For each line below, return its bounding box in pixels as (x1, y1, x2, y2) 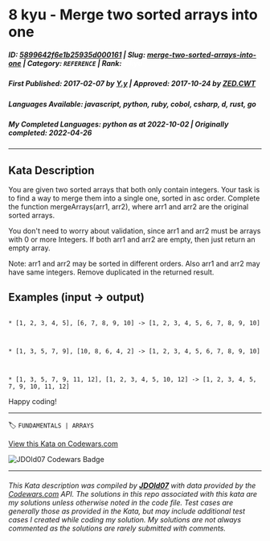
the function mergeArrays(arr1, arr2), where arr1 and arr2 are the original (8, 202, 249, 212)
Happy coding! (8, 396, 58, 406)
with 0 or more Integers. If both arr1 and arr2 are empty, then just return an (8, 235, 256, 245)
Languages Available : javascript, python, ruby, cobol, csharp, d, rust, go (8, 99, 257, 109)
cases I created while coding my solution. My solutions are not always (8, 514, 242, 524)
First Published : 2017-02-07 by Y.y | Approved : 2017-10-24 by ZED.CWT (8, 79, 256, 89)
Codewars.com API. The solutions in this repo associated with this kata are (8, 489, 258, 498)
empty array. (8, 243, 51, 253)
